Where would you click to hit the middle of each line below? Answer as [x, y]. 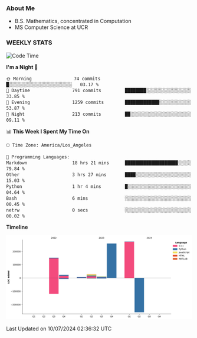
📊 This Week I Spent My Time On [48, 131]
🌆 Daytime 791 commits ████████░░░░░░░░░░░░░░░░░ [99, 90]
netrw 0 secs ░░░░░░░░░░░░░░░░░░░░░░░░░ [99, 210]
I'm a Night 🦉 [22, 67]
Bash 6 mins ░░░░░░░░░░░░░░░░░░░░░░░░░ [99, 198]
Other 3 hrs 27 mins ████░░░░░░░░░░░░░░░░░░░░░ [99, 175]
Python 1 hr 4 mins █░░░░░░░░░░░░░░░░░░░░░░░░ [99, 186]
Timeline [17, 227]
